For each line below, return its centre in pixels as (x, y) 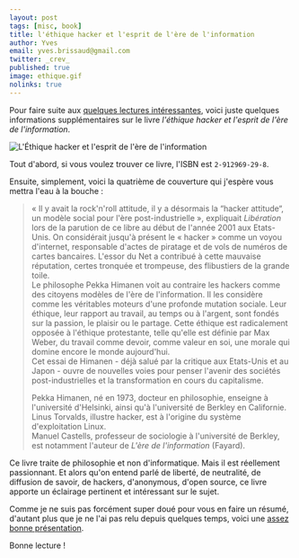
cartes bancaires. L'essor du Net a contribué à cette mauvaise (146, 256)
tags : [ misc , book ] (46, 26)
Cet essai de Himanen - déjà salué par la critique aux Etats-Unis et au (160, 361)
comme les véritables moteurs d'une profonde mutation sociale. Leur (159, 304)
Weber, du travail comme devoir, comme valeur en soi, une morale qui (160, 341)
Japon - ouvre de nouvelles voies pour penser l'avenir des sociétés (156, 370)
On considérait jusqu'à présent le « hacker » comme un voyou (167, 237)
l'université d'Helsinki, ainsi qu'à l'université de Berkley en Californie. (159, 407)
